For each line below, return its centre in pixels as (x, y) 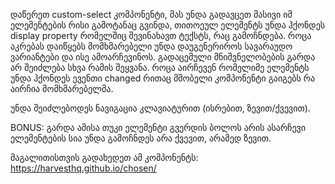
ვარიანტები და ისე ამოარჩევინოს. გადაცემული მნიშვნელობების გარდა (163, 57)
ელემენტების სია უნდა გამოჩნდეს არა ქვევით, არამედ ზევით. (141, 138)
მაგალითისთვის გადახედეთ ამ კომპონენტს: (104, 157)
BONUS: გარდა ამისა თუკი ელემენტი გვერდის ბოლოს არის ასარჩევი (158, 127)
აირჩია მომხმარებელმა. (62, 88)
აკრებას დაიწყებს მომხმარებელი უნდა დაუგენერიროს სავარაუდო (151, 46)
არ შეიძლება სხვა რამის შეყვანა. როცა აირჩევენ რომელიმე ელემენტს (160, 67)
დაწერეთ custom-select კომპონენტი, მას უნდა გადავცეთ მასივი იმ (151, 14)
